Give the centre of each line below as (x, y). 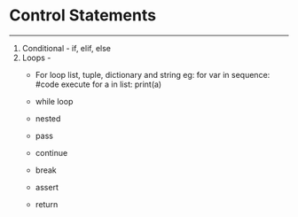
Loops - (36, 58)
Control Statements (83, 15)
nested (48, 118)
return (47, 204)
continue (51, 152)
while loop (54, 101)
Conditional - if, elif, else (67, 48)
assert (47, 187)
